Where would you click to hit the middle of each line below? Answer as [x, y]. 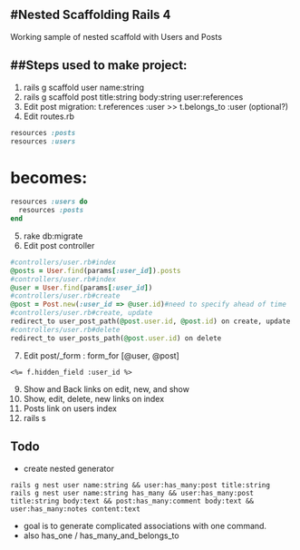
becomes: [49, 177]
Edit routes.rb [49, 116]
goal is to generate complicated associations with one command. [145, 525]
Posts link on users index [70, 408]
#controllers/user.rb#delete [65, 329]
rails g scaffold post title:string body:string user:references [133, 97]
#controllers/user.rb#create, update [82, 313]
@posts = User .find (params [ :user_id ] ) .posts [96, 270]
